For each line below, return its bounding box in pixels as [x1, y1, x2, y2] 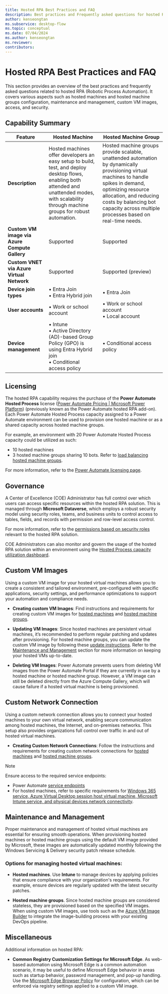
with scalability [48, 195, 84, 202]
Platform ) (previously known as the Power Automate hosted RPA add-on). [5, 406, 156, 412]
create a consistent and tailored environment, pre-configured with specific [5, 585, 158, 591]
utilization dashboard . [5, 552, 50, 558]
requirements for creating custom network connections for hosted [12, 748, 149, 754]
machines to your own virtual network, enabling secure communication [5, 716, 151, 723]
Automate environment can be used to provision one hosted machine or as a [5, 417, 162, 423]
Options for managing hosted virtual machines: [5, 860, 122, 867]
